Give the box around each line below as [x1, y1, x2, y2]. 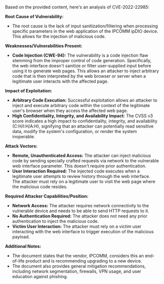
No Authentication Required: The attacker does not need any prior [12, 213, 147, 219]
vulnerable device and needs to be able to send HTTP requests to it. [12, 208, 149, 214]
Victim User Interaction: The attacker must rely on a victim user [12, 223, 142, 229]
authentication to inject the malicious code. [12, 218, 99, 224]
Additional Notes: [5, 243, 41, 249]
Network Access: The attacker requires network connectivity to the [12, 203, 149, 208]
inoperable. [12, 134, 35, 139]
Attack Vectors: [5, 143, 38, 149]
